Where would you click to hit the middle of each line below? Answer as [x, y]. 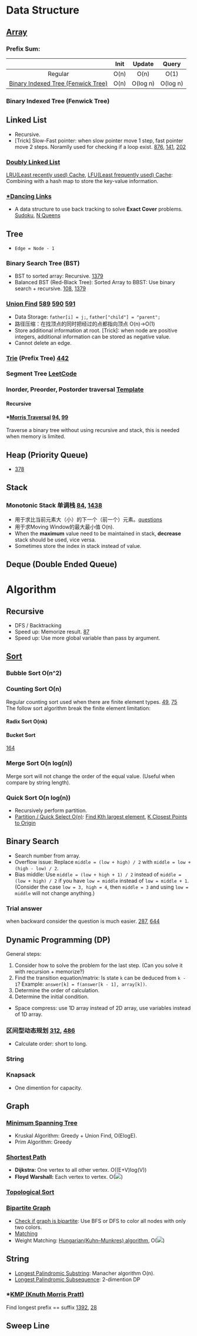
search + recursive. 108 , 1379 [50, 288]
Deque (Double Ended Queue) [62, 565]
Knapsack [21, 1075]
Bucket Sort [21, 735]
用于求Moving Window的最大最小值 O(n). [64, 527]
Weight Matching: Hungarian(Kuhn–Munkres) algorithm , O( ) [90, 1240]
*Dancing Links [29, 196]
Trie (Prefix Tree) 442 [38, 358]
